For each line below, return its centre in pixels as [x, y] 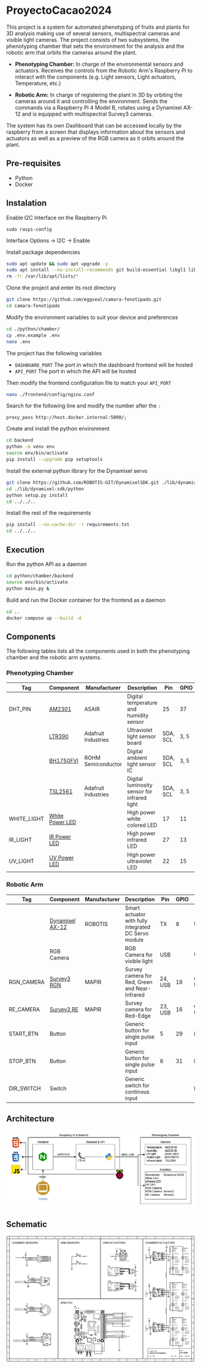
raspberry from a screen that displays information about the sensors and [96, 132]
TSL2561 [61, 791]
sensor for [140, 791]
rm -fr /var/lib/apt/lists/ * [42, 276]
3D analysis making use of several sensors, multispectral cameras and [93, 33]
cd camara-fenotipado [33, 306]
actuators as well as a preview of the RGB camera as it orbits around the [95, 138]
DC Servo [137, 934]
